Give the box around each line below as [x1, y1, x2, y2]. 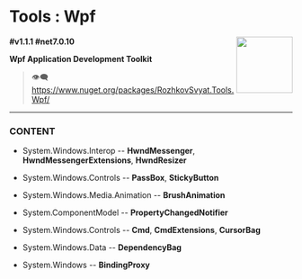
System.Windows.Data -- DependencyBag [22, 242, 182, 253]
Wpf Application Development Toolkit [9, 53, 153, 64]
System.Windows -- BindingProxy [22, 259, 150, 271]
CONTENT [9, 124, 56, 137]
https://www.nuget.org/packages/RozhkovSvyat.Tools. [31, 84, 235, 95]
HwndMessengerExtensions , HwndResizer [22, 155, 187, 166]
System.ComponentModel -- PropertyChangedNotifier [22, 207, 229, 218]
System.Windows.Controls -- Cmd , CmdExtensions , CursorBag [22, 225, 261, 236]
